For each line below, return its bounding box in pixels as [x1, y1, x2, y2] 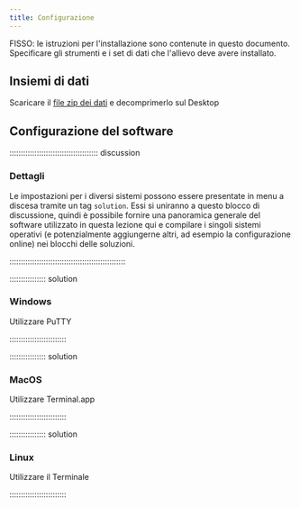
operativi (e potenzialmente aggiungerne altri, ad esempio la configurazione [9, 229, 291, 240]
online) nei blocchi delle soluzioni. [9, 238, 135, 249]
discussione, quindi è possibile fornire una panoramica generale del [9, 209, 261, 221]
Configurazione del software [9, 123, 174, 139]
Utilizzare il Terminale [9, 472, 90, 483]
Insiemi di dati [9, 74, 90, 89]
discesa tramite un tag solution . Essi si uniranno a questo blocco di [9, 200, 260, 211]
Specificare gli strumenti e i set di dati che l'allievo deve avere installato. [9, 47, 277, 59]
